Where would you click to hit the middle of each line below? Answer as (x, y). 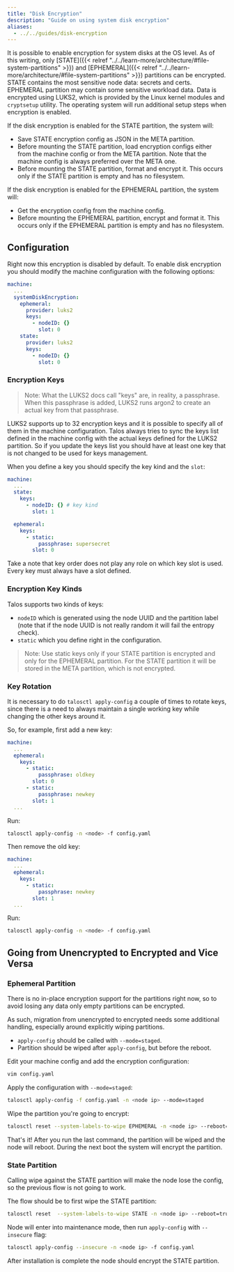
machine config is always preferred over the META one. (97, 162)
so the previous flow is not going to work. (67, 1187)
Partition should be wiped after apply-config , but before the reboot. (114, 1048)
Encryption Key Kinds (45, 589)
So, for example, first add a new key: (60, 730)
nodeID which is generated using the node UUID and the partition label (118, 618)
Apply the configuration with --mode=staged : (70, 1087)
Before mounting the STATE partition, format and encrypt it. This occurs (120, 169)
